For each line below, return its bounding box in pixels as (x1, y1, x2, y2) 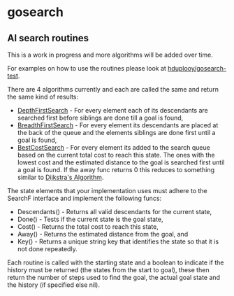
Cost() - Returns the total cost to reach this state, (17, 223, 159, 231)
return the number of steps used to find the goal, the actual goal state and (7, 274, 220, 281)
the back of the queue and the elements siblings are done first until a (17, 129, 216, 136)
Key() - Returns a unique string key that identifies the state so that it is (17, 237, 219, 246)
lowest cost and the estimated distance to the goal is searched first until (17, 158, 225, 167)
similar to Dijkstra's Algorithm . (17, 173, 104, 181)
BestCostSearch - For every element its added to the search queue (17, 143, 211, 151)
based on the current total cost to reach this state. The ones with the (17, 151, 215, 159)
